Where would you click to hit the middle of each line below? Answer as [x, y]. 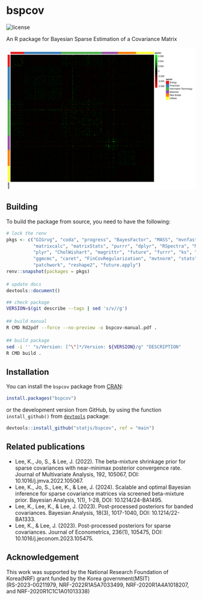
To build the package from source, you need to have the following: [88, 222]
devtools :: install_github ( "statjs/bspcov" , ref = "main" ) [80, 428]
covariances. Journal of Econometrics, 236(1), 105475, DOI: [89, 532]
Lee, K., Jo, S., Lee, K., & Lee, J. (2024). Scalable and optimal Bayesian [103, 487]
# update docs [24, 284]
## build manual [26, 321]
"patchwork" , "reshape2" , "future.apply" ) [87, 265]
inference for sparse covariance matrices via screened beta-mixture [99, 493]
